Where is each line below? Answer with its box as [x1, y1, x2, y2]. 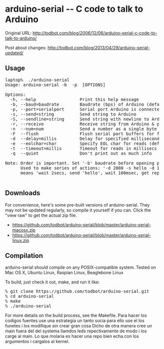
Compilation [5, 251, 43, 260]
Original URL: [5, 30, 32, 36]
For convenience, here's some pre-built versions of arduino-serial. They [5, 202, 150, 208]
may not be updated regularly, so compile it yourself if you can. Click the [5, 207, 151, 213]
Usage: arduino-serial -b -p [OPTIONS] [5, 82, 106, 88]
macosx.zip [12, 227, 36, 233]
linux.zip [12, 237, 29, 243]
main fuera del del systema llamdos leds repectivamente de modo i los [5, 328, 147, 334]
